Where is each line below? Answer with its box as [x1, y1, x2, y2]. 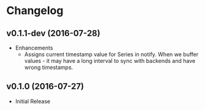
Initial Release [15, 97, 51, 105]
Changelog [6, 4, 64, 18]
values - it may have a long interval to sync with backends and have [24, 57, 196, 64]
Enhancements [15, 44, 53, 51]
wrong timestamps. [24, 64, 73, 71]
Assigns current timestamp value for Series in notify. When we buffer [24, 51, 199, 58]
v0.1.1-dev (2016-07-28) [6, 28, 101, 38]
